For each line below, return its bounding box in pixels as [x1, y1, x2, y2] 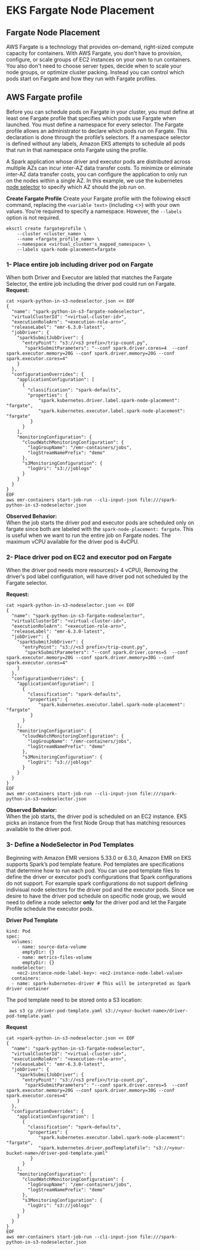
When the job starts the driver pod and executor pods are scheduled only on [6, 519, 195, 526]
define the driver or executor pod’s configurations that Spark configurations [6, 873, 193, 880]
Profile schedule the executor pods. [6, 905, 94, 912]
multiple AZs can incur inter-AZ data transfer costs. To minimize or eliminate [6, 164, 193, 171]
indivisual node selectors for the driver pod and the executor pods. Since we [6, 886, 195, 893]
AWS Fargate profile [6, 92, 82, 102]
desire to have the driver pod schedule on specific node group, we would [6, 892, 186, 899]
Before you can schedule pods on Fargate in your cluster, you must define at [6, 108, 195, 115]
